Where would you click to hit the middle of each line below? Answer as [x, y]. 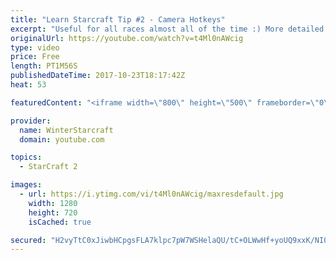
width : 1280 [53, 203]
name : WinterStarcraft [66, 130]
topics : [26, 157]
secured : [28, 240]
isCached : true [60, 222]
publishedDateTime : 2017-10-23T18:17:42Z [98, 76]
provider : [31, 121]
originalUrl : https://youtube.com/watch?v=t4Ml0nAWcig [127, 38]
